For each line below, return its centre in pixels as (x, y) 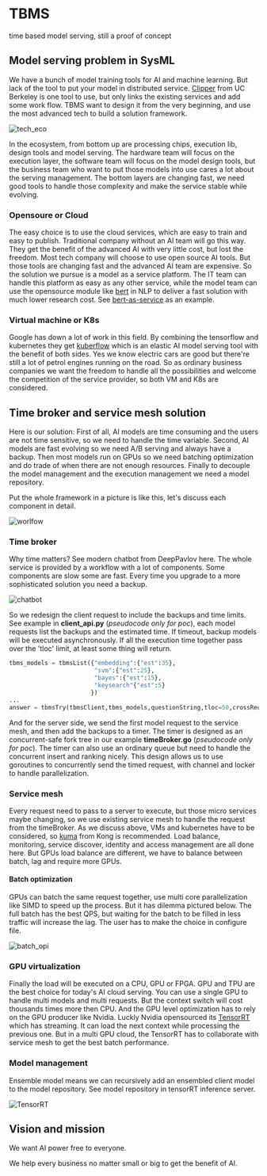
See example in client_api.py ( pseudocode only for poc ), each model (122, 623)
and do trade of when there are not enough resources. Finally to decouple (130, 466)
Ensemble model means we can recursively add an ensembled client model (132, 1080)
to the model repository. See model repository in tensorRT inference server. (132, 1089)
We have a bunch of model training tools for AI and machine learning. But (128, 79)
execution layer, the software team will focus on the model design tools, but (132, 161)
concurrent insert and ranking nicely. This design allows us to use (116, 756)
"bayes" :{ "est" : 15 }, (128, 678)
